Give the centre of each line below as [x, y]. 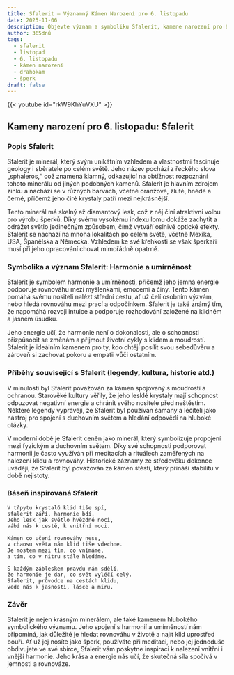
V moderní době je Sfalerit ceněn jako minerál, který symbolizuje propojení [114, 438]
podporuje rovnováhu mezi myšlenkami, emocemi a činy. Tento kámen [108, 289]
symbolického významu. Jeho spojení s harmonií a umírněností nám [104, 627]
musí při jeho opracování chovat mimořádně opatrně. [83, 248]
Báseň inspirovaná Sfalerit [53, 493]
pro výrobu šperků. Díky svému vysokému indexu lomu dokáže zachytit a [112, 219]
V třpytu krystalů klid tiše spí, [57, 508]
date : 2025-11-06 [32, 20]
